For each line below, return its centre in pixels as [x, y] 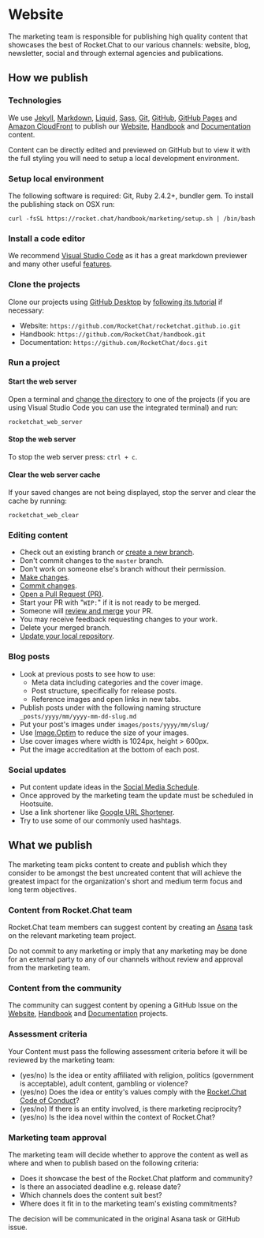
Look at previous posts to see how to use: [87, 673]
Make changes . [45, 577]
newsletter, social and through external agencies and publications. [116, 53]
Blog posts [29, 657]
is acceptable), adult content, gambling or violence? [104, 1083]
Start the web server [43, 381]
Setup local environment [56, 178]
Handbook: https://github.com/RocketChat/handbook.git [113, 334]
